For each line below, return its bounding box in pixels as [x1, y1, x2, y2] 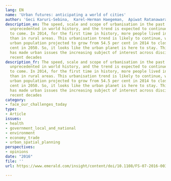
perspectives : [5, 144, 36, 150]
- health [5, 120, 24, 126]
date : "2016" [5, 154, 33, 159]
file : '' [5, 159, 24, 164]
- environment [5, 130, 36, 135]
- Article [5, 111, 26, 117]
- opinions [5, 149, 28, 155]
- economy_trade [5, 135, 40, 140]
